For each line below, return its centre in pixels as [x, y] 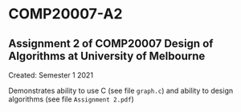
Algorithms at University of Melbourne [107, 56]
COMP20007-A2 [65, 14]
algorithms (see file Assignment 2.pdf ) [71, 99]
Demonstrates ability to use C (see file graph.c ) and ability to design [121, 90]
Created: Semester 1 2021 [51, 75]
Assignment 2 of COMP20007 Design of [111, 44]
